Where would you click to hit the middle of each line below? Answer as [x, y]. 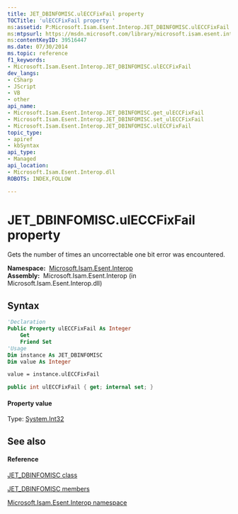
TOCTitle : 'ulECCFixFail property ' [61, 21]
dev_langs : [23, 73]
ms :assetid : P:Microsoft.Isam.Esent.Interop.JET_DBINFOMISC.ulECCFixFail [119, 27]
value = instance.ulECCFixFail [53, 374]
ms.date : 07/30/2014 [38, 47]
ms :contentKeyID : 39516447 [47, 40]
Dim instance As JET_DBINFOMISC [55, 355]
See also [27, 441]
